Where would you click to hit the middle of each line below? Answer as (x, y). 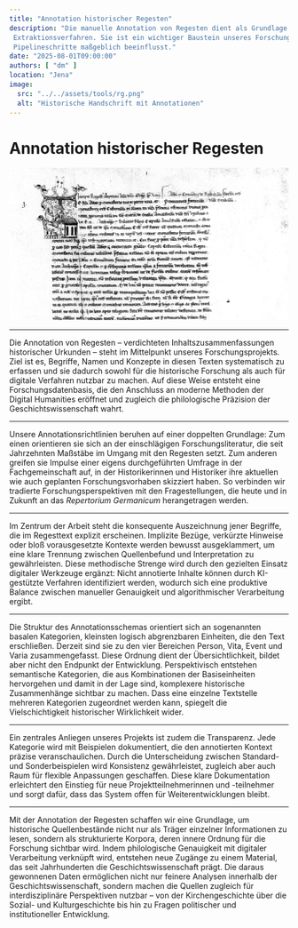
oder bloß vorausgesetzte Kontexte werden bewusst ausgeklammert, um (142, 544)
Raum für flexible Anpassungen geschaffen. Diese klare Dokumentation (140, 775)
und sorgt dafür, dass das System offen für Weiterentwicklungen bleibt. (140, 794)
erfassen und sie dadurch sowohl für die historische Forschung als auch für (147, 371)
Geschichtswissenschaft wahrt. (67, 408)
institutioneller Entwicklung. (60, 914)
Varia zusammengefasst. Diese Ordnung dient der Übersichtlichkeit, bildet (145, 655)
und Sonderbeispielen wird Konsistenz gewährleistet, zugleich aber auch (143, 765)
